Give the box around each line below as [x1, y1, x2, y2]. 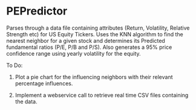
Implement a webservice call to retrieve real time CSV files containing [15, 91, 189, 99]
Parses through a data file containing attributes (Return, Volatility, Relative [6, 24, 190, 31]
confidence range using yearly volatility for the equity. [6, 50, 141, 57]
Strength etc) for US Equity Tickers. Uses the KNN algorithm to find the [6, 30, 183, 37]
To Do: [6, 62, 23, 69]
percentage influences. [15, 80, 73, 87]
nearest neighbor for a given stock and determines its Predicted [6, 37, 165, 44]
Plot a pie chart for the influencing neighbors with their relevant [15, 73, 174, 80]
